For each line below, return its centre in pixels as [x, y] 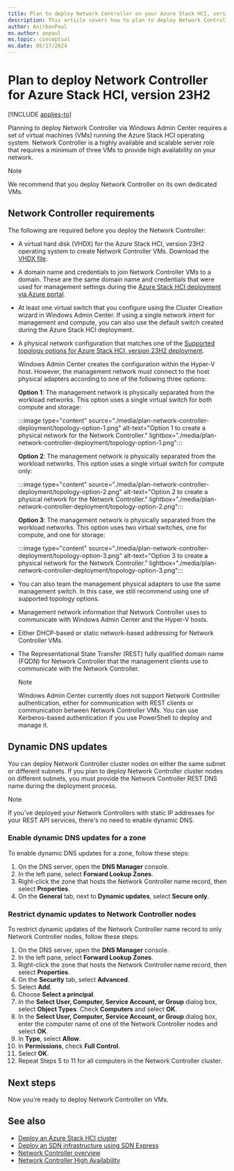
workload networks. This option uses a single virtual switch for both [115, 400]
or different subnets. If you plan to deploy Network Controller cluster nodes [116, 771]
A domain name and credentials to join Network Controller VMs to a [114, 272]
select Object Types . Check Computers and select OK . [98, 1009]
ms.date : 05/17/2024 [38, 46]
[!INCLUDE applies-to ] [40, 114]
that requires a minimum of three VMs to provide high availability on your [112, 149]
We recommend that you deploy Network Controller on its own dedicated [112, 184]
